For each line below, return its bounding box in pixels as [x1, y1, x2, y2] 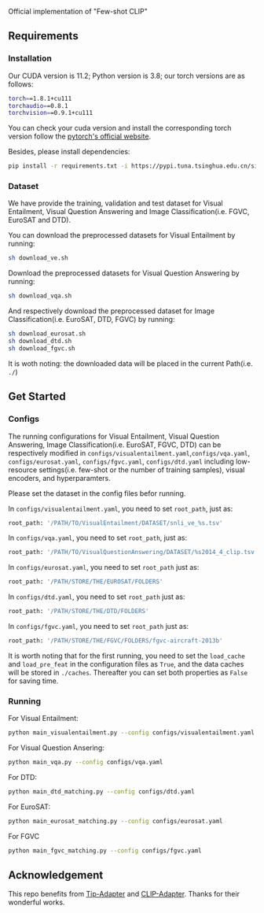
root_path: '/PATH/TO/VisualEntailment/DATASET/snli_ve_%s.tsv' [8, 519, 223, 527]
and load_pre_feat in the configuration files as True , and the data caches [8, 659, 244, 668]
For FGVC [8, 831, 40, 841]
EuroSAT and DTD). [8, 216, 71, 225]
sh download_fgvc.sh [8, 344, 76, 353]
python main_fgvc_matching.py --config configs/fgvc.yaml [8, 846, 202, 855]
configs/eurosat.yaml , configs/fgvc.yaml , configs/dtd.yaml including [8, 456, 234, 466]
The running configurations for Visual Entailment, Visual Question [8, 431, 220, 441]
